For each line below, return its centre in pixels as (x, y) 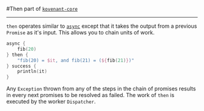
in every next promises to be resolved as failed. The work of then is (90, 95)
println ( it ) (32, 72)
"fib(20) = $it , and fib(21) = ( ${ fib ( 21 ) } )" (76, 60)
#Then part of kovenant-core (42, 9)
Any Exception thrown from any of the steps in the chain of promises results (101, 89)
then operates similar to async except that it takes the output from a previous (102, 26)
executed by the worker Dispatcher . (51, 101)
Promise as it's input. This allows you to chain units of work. (80, 32)
